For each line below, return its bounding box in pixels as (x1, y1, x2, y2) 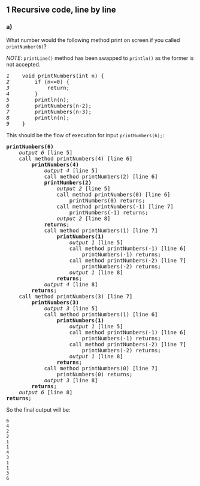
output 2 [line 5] (56, 185, 111, 192)
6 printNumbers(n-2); (6, 102, 92, 109)
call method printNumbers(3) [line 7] (19, 293, 133, 300)
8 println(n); (6, 114, 70, 121)
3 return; (6, 84, 70, 91)
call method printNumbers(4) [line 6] (19, 155, 133, 162)
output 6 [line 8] (19, 389, 73, 396)
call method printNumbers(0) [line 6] (56, 191, 171, 198)
